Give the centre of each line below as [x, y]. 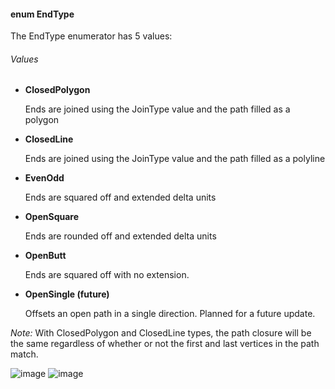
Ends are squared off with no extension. [107, 275]
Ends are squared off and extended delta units [120, 197]
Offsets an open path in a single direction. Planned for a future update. [170, 314]
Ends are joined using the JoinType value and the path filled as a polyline [175, 159]
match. [24, 354]
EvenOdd [44, 178]
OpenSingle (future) [67, 294]
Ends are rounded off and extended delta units [120, 236]
